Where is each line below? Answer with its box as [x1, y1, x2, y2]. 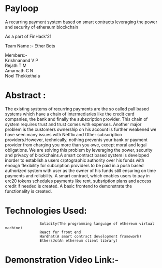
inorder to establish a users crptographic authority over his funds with [5, 157, 145, 163]
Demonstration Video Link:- [5, 254, 119, 265]
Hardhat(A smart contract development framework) [39, 234, 142, 239]
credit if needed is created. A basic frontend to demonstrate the [5, 183, 132, 189]
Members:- [5, 52, 28, 58]
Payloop [5, 3, 39, 14]
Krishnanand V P [5, 57, 39, 63]
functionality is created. [5, 188, 52, 194]
